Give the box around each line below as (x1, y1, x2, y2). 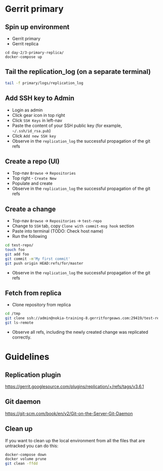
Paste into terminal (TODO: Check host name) (12, 228, 103, 234)
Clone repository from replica (12, 302, 71, 308)
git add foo (5, 252, 29, 256)
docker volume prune (5, 456, 47, 462)
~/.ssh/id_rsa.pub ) (12, 127, 51, 133)
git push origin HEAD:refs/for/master (5, 261, 83, 266)
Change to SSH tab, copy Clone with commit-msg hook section (12, 223, 134, 229)
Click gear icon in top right (12, 112, 65, 118)
